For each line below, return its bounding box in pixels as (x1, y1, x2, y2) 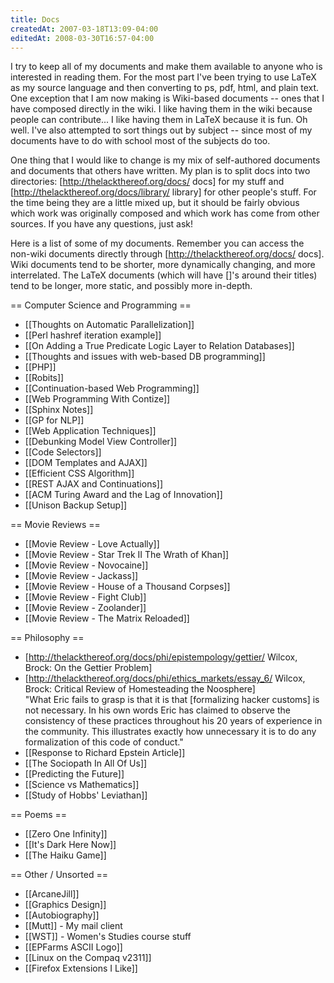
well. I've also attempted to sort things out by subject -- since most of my (10, 124, 313, 136)
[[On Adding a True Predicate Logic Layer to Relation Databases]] (24, 340, 295, 352)
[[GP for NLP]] (24, 414, 85, 426)
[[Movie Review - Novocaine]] (24, 559, 149, 571)
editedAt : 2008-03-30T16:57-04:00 (10, 33, 155, 43)
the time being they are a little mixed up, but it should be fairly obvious (10, 197, 300, 209)
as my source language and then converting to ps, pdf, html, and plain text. (10, 82, 320, 94)
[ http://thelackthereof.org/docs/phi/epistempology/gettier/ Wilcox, (24, 651, 298, 663)
